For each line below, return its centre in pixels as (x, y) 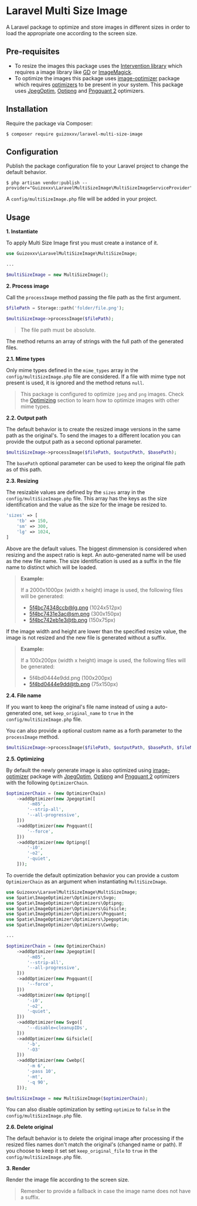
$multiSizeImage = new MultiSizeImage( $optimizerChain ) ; (77, 1098)
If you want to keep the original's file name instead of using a (80, 707)
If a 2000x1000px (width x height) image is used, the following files (102, 590)
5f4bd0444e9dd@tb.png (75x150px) (74, 684)
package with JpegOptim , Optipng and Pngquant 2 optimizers (105, 776)
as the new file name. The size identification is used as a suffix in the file (94, 561)
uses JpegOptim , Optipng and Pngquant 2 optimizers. (79, 91)
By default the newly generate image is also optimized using (79, 770)
